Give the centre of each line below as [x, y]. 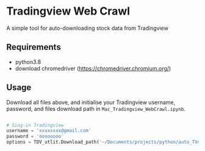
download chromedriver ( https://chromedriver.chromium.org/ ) [93, 68]
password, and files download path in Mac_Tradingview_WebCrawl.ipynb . [96, 108]
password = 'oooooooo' [35, 136]
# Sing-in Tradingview [35, 125]
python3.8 [28, 61]
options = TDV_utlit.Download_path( [53, 142]
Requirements [34, 47]
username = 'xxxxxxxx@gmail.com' [49, 131]
